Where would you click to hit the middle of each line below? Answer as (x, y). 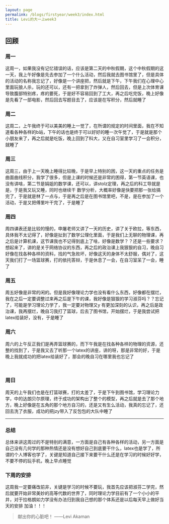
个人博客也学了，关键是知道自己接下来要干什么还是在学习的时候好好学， (89, 455)
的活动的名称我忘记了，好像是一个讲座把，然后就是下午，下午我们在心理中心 (84, 81)
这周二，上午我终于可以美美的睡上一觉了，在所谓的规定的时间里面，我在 (80, 126)
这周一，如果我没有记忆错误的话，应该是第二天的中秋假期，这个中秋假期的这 (84, 68)
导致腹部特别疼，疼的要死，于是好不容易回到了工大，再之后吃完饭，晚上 (80, 94)
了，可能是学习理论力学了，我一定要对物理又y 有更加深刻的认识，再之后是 (82, 305)
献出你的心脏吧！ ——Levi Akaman (54, 516)
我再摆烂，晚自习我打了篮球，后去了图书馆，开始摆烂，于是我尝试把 (89, 311)
